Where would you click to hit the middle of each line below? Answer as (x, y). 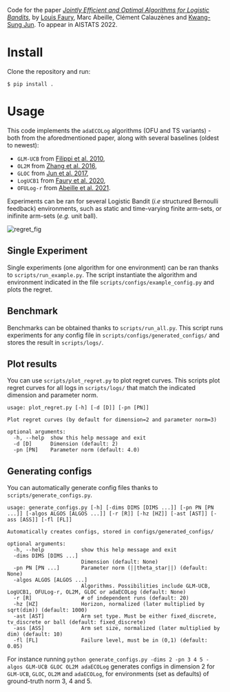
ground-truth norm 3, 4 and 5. (50, 681)
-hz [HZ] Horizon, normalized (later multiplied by (109, 604)
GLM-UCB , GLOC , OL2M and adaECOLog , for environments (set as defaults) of (108, 674)
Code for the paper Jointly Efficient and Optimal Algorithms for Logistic (108, 10)
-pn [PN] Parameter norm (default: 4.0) (76, 450)
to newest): (23, 145)
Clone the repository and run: (49, 71)
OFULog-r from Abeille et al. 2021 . (64, 187)
